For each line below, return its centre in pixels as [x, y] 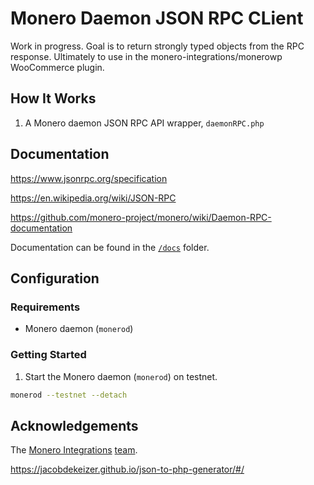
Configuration [55, 278]
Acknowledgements [74, 425]
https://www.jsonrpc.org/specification [89, 178]
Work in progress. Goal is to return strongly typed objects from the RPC [157, 46]
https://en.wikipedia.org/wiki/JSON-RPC [93, 198]
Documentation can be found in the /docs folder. [110, 247]
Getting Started [48, 355]
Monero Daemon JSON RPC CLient [157, 18]
